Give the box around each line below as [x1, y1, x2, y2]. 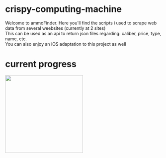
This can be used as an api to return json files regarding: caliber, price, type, [5, 30, 162, 36]
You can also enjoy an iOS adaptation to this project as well [5, 41, 126, 47]
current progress [5, 59, 77, 70]
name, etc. [5, 36, 27, 42]
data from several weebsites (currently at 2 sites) [5, 25, 106, 31]
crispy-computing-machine [5, 3, 122, 15]
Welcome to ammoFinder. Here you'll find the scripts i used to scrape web [5, 20, 157, 26]
